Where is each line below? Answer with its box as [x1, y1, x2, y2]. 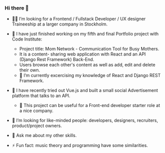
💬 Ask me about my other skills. [11, 132, 77, 138]
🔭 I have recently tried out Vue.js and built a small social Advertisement [11, 87, 158, 93]
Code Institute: [11, 36, 42, 42]
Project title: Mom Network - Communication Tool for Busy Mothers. [19, 46, 160, 52]
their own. [19, 67, 40, 73]
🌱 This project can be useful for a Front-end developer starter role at [19, 102, 161, 108]
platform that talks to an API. [11, 92, 71, 99]
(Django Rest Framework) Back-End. [19, 56, 94, 62]
